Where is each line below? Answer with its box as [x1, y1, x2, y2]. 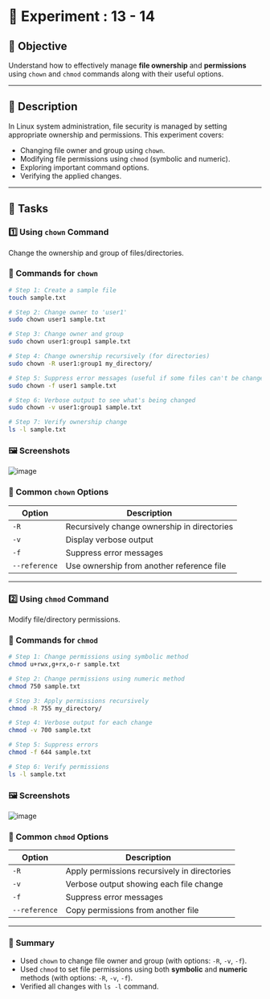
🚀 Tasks [8, 202, 49, 216]
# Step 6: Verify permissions [8, 763, 110, 771]
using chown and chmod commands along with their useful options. [8, 69, 224, 79]
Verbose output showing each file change [65, 878, 223, 890]
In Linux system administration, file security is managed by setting [8, 121, 227, 131]
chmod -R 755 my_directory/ [8, 704, 103, 713]
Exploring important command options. [19, 162, 149, 172]
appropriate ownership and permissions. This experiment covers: [8, 129, 224, 139]
